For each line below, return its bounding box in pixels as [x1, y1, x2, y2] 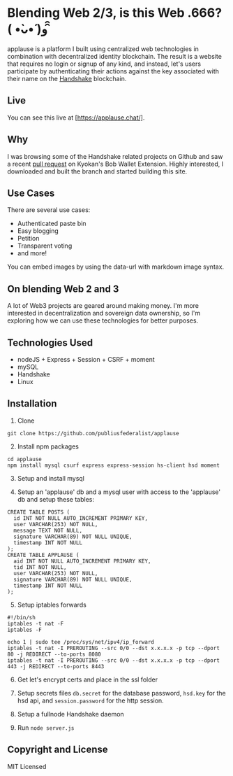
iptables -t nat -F [7, 620, 64, 627]
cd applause [7, 456, 42, 463]
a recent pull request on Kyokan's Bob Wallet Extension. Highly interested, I [7, 160, 224, 168]
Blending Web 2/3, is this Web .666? [7, 5, 222, 21]
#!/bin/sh [7, 614, 36, 621]
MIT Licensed [7, 762, 47, 770]
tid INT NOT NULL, [13, 563, 68, 571]
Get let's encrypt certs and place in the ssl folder [17, 675, 158, 684]
